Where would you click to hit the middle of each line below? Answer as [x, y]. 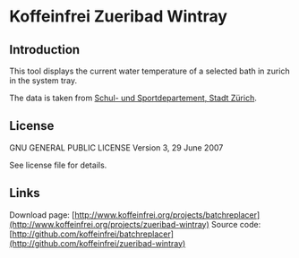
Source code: [236, 224]
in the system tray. [43, 81]
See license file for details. [58, 165]
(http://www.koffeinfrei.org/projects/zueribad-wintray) [110, 224]
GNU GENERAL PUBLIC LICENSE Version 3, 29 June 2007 [116, 147]
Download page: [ [42, 215]
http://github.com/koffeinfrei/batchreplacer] [93, 234]
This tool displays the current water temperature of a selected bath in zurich [149, 71]
